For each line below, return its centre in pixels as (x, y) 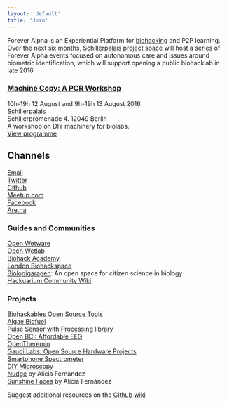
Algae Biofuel (27, 322)
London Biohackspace (40, 266)
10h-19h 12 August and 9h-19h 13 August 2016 (74, 103)
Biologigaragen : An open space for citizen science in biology (95, 273)
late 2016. (21, 70)
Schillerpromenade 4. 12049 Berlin (57, 118)
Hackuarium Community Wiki (49, 280)
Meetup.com (26, 195)
